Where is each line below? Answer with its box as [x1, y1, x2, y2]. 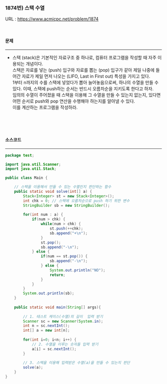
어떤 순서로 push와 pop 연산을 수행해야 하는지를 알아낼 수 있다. [12, 98, 135, 104]
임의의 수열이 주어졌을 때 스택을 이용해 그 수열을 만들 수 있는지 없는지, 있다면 [12, 92, 161, 98]
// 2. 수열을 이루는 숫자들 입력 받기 [31, 342, 98, 347]
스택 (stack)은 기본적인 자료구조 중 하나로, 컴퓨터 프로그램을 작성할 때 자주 [12, 54, 157, 60]
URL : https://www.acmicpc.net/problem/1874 [5, 16, 99, 22]
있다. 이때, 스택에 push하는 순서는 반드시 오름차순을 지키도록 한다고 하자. [12, 86, 154, 92]
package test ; [5, 153, 35, 158]
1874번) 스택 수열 [5, 4, 45, 11]
